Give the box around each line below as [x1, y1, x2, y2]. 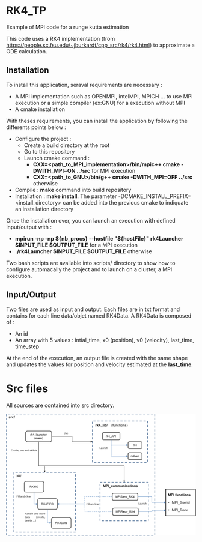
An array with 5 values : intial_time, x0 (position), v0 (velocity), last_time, [14, 336, 194, 343]
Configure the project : [14, 135, 72, 142]
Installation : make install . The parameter [14, 193, 117, 200]
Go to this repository [23, 148, 75, 155]
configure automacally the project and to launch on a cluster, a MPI [6, 265, 173, 273]
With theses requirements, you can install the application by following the [6, 117, 188, 124]
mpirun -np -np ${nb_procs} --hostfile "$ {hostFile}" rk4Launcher [14, 235, 183, 242]
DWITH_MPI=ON [32, 167, 76, 174]
